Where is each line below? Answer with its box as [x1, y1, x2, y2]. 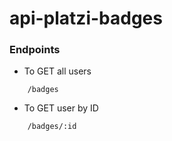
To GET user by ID [23, 102, 99, 114]
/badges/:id [27, 122, 77, 132]
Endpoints [9, 43, 61, 57]
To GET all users [23, 65, 92, 77]
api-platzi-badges [9, 7, 163, 30]
